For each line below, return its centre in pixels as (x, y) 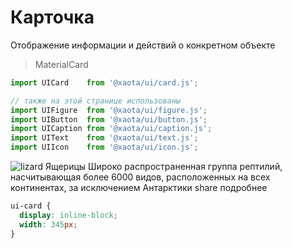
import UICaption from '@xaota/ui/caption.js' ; (111, 129)
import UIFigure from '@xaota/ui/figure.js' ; (109, 110)
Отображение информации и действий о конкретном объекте (143, 45)
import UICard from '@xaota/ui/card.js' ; (104, 82)
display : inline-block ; (68, 215)
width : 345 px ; (48, 224)
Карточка (52, 17)
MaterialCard (61, 64)
